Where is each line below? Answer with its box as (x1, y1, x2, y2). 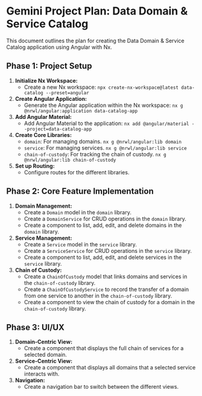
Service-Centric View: (14, 357, 73, 365)
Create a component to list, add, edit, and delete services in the (24, 254, 182, 261)
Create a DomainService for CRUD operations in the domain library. (24, 215, 187, 222)
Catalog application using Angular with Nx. (6, 43, 113, 51)
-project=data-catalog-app (24, 126, 92, 132)
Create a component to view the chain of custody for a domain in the (24, 298, 195, 305)
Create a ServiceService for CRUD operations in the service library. (24, 247, 192, 254)
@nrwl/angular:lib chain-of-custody (24, 157, 116, 163)
